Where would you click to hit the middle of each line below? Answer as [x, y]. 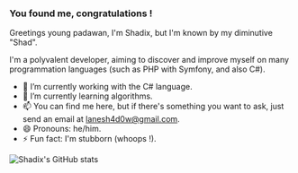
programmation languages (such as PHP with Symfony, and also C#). [137, 69]
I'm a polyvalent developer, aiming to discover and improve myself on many [149, 60]
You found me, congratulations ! [81, 13]
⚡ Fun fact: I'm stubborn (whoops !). [89, 139]
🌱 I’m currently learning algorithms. [87, 96]
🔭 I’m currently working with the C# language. [107, 87]
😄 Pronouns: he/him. [62, 129]
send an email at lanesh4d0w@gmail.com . [101, 119]
